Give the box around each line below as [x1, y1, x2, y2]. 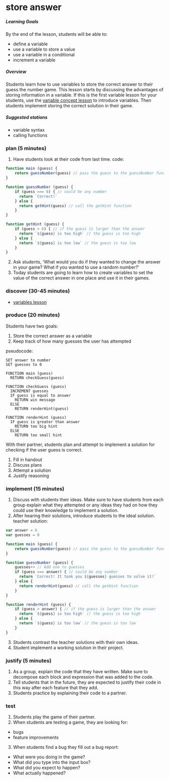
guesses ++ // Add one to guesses [15, 565, 85, 570]
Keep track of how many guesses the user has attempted [13, 338, 131, 344]
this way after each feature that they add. [13, 684, 98, 690]
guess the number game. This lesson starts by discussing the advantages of [6, 87, 163, 93]
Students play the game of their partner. [13, 714, 96, 720]
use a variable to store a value [13, 46, 76, 52]
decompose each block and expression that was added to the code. [13, 674, 154, 680]
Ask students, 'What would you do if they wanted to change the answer [13, 259, 161, 265]
